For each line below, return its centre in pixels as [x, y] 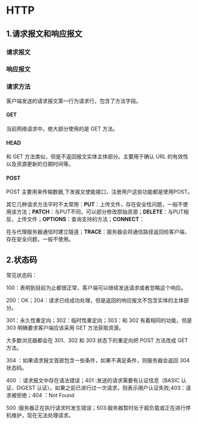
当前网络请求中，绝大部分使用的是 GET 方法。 [62, 129]
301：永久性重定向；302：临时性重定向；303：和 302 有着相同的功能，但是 [99, 320]
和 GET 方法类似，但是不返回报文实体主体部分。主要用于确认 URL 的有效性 [97, 157]
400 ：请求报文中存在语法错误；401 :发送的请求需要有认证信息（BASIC [93, 381]
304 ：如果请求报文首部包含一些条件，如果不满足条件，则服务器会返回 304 [98, 361]
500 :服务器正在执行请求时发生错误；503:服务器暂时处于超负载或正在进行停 [98, 408]
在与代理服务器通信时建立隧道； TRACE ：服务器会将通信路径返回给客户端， [98, 232]
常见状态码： [22, 275]
